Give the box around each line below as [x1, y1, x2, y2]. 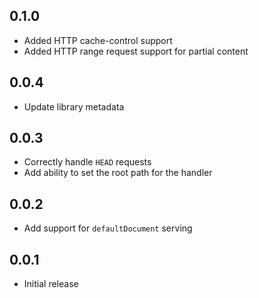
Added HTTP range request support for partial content [23, 45, 249, 57]
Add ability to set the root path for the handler [23, 167, 213, 179]
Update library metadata [23, 100, 125, 113]
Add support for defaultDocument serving [23, 222, 193, 234]
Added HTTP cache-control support [23, 34, 173, 46]
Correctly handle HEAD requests [23, 156, 152, 168]
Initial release [23, 278, 79, 290]
